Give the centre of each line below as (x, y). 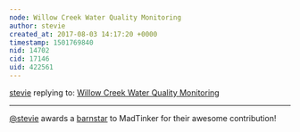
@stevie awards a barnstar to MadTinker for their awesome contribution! (143, 118)
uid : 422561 (31, 68)
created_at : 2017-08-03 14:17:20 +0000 (83, 34)
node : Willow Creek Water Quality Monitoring (95, 17)
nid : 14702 (29, 51)
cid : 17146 (29, 59)
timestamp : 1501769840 (51, 42)
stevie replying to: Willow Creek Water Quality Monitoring (115, 92)
